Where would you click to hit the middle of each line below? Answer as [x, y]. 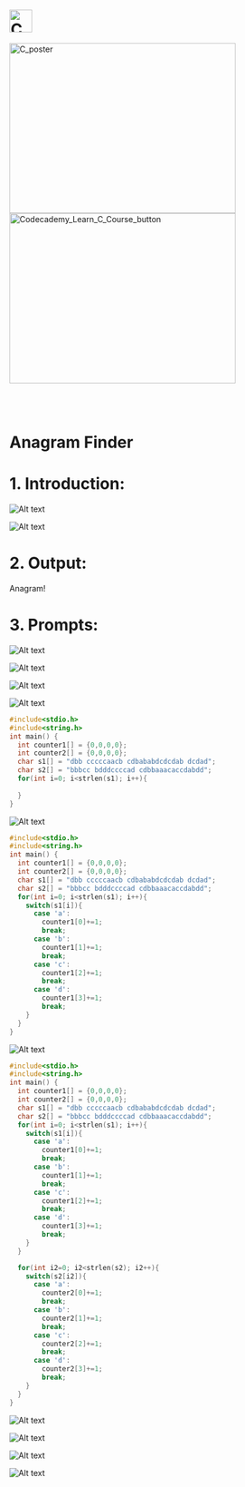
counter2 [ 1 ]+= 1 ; [72, 1318]
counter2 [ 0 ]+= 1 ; [72, 1293]
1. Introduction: [67, 484]
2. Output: [48, 563]
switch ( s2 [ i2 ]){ [57, 1276]
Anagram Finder [71, 442]
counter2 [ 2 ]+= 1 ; [72, 1344]
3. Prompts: [54, 625]
